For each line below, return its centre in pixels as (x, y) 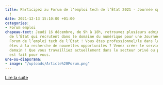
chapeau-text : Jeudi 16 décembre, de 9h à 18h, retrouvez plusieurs (76, 32)
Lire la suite (16, 78)
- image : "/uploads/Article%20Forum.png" (48, 64)
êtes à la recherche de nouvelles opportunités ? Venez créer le (77, 46)
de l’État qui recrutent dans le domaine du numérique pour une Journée (84, 37)
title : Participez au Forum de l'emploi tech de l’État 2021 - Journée (79, 9)
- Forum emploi (20, 28)
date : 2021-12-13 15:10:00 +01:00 (40, 18)
